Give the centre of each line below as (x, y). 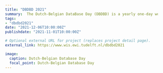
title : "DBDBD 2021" (26, 9)
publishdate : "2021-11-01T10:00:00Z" (43, 32)
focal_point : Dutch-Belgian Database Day (52, 63)
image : (12, 54)
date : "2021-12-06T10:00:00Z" (36, 28)
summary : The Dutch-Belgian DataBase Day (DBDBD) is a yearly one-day (79, 14)
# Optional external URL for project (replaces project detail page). (78, 41)
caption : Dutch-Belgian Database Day (48, 58)
